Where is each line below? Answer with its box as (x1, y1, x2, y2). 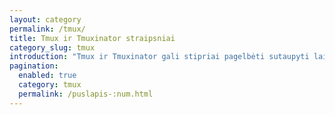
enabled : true (18, 71, 77, 81)
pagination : (9, 61, 59, 71)
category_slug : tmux (9, 42, 96, 53)
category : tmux (18, 80, 82, 90)
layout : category (9, 14, 82, 25)
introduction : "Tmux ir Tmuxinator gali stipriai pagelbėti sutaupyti (9, 52, 310, 62)
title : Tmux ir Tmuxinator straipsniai (9, 33, 176, 43)
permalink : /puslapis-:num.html (18, 89, 154, 99)
